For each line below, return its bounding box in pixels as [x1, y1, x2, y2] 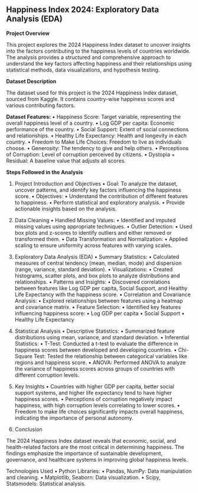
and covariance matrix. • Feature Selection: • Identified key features [14, 303, 181, 310]
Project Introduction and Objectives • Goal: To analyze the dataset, [14, 180, 178, 187]
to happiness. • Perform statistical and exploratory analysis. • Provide [14, 199, 185, 206]
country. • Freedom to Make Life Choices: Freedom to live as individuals [6, 138, 182, 145]
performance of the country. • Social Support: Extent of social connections [6, 125, 189, 132]
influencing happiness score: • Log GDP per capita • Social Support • [14, 310, 185, 317]
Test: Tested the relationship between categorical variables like [33, 352, 187, 359]
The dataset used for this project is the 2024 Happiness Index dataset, [6, 89, 178, 96]
